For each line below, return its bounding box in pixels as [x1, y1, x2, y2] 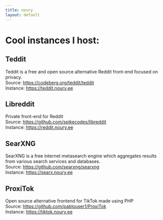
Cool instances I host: [5, 34, 100, 46]
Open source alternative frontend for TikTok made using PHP [5, 197, 134, 204]
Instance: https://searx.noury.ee [5, 169, 73, 175]
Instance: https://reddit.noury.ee [5, 124, 74, 131]
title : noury [5, 7, 33, 13]
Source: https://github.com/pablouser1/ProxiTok [5, 203, 106, 209]
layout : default [5, 12, 40, 17]
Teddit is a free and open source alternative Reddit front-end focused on [5, 68, 158, 75]
